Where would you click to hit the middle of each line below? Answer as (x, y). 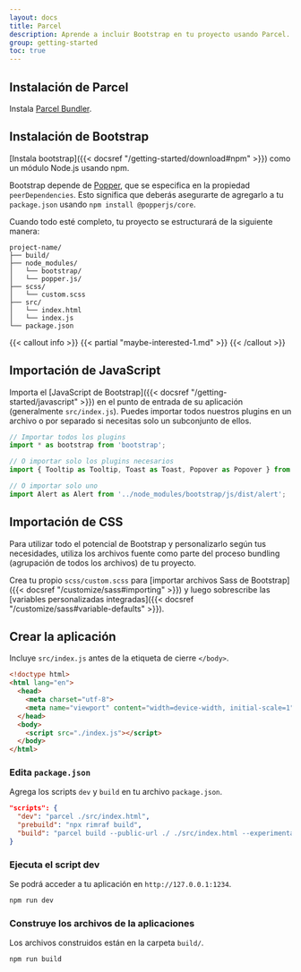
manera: (25, 231)
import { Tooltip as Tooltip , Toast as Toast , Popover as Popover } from (150, 470)
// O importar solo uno (54, 486)
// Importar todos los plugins (68, 437)
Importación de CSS (66, 522)
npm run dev (31, 900)
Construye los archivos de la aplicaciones (102, 923)
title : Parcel (36, 26)
